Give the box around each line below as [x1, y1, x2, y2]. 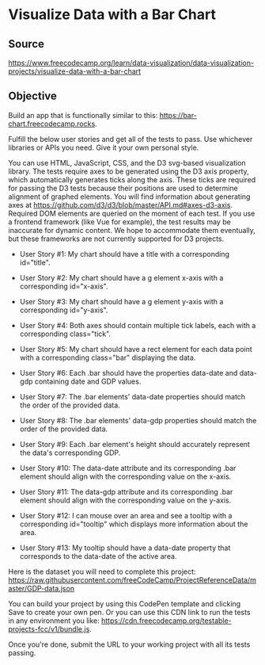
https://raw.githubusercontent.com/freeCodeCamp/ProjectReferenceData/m [8, 575, 257, 584]
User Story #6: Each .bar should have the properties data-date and [19, 368, 238, 377]
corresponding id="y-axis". [19, 305, 108, 315]
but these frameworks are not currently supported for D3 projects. [8, 234, 225, 243]
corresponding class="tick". [19, 329, 112, 338]
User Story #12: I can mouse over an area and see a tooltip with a [19, 510, 233, 520]
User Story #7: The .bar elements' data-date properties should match [19, 392, 246, 401]
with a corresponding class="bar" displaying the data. [19, 353, 196, 362]
